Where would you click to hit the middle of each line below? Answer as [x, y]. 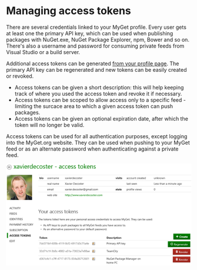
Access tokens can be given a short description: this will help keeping [99, 87]
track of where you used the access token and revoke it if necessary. [98, 94]
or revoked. [20, 76]
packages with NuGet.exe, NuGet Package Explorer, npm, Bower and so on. [98, 39]
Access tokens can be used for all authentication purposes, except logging [97, 136]
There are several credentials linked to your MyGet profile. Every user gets [96, 27]
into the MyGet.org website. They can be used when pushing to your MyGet [98, 142]
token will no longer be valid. [49, 125]
